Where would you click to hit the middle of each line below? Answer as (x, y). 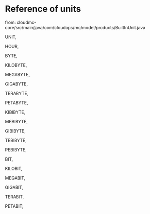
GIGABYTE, (17, 84)
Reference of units (43, 9)
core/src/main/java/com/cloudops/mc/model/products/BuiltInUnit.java (75, 27)
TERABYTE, (17, 93)
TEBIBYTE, (16, 140)
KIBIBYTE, (15, 112)
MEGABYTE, (17, 74)
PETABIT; (14, 206)
